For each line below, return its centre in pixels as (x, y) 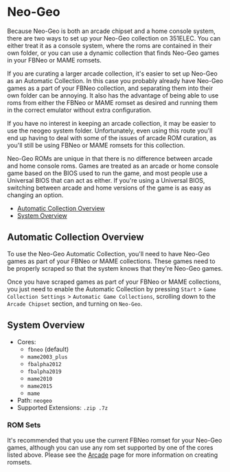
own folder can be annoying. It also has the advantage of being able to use (113, 95)
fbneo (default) (48, 349)
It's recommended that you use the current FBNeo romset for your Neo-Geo (115, 440)
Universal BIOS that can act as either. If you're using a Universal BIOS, (106, 180)
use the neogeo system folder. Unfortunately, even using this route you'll (110, 131)
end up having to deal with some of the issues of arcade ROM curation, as (112, 137)
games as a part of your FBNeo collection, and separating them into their (110, 88)
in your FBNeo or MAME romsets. (54, 60)
